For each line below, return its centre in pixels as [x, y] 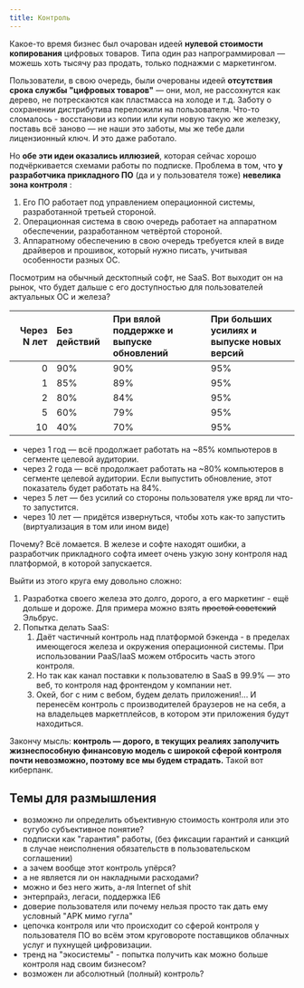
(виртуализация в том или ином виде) [96, 526]
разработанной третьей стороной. [89, 211]
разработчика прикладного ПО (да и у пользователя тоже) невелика [145, 175]
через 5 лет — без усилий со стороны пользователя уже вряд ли [148, 497]
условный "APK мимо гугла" [77, 916]
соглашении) [47, 859]
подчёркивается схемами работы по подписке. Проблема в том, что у [146, 165]
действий [78, 341]
